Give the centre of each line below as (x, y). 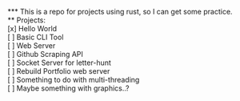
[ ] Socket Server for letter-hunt (59, 63)
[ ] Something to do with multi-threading (74, 80)
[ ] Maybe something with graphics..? (68, 88)
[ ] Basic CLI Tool (36, 37)
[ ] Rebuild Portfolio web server (59, 71)
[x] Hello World (32, 28)
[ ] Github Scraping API (45, 54)
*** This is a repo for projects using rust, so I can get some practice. (120, 12)
